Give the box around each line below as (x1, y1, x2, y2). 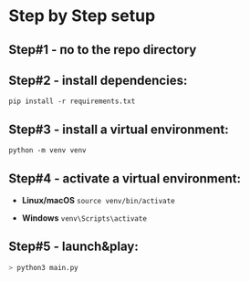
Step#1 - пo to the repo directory (8, 42, 197, 57)
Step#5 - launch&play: (8, 239, 139, 255)
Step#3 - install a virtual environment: (8, 121, 229, 137)
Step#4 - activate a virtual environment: (8, 171, 242, 186)
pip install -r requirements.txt (8, 97, 136, 106)
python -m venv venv (8, 146, 88, 155)
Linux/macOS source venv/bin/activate (21, 195, 175, 206)
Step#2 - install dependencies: (8, 72, 188, 88)
